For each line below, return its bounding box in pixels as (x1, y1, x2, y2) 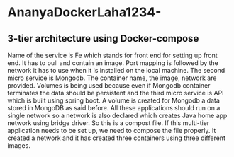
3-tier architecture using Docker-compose (7, 33, 199, 45)
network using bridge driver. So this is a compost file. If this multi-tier (7, 119, 210, 127)
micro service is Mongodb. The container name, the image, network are (7, 74, 217, 82)
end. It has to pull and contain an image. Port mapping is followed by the (7, 59, 218, 67)
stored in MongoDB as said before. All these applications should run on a (7, 104, 221, 112)
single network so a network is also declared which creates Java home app (7, 111, 228, 120)
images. (7, 141, 30, 149)
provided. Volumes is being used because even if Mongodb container (7, 81, 211, 89)
